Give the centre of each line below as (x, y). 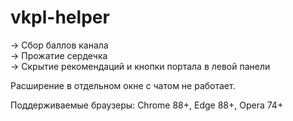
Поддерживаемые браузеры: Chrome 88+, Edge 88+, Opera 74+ (147, 105)
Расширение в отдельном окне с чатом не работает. (123, 85)
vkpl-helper (60, 17)
